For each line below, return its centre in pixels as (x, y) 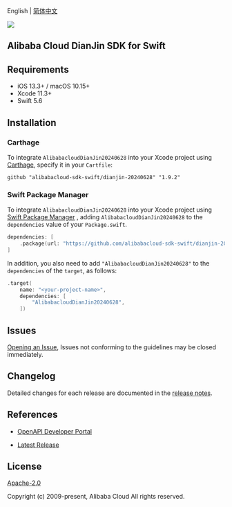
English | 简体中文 (32, 11)
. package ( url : (40, 244)
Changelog (31, 376)
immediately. (25, 354)
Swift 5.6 (30, 101)
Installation (32, 123)
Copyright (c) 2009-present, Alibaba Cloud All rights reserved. (96, 497)
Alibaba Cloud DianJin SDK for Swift (86, 46)
